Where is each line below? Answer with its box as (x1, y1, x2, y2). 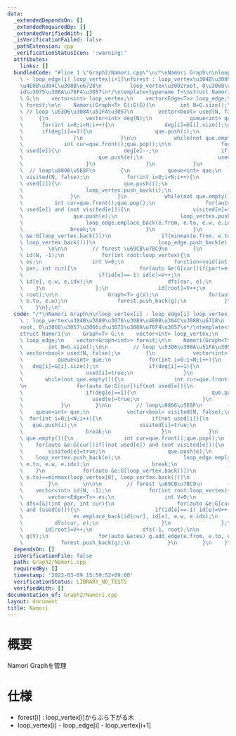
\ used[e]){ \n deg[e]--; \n (20, 147, 159, 155)
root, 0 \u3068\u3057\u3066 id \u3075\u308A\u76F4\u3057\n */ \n (20, 324, 199, 331)
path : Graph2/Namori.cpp (13, 559, 86, 566)
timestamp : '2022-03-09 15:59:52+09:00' (13, 572, 133, 579)
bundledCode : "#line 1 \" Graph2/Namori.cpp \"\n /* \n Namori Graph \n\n (13, 69, 218, 76)
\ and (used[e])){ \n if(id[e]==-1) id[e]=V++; (20, 506, 231, 513)
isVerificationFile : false (13, 552, 93, 559)
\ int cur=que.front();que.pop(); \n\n (20, 141, 171, 148)
